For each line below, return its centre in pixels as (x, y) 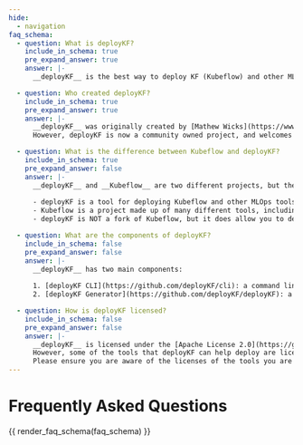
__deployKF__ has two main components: (107, 269)
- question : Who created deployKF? (84, 93)
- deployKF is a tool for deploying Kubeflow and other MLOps (152, 202)
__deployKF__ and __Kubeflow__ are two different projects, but (156, 185)
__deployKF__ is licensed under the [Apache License (134, 344)
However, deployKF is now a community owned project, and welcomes (162, 135)
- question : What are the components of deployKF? (114, 236)
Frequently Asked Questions (118, 406)
